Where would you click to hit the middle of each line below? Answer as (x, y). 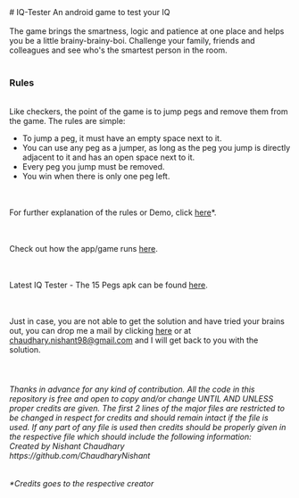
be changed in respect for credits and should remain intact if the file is (139, 418)
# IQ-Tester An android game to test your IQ (90, 12)
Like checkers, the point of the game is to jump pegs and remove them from (149, 112)
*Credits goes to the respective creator (82, 483)
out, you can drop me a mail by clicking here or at (100, 331)
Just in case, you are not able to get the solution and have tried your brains (147, 321)
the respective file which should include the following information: (130, 436)
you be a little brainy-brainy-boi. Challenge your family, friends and (133, 41)
